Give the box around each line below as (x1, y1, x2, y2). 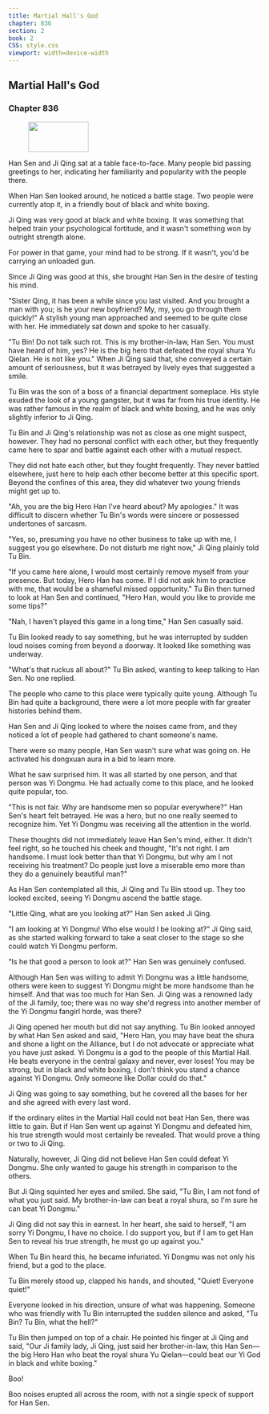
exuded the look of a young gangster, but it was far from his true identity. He (8, 395, 260, 405)
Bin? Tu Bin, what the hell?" (8, 1317, 98, 1326)
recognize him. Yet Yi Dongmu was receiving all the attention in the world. (8, 819, 252, 829)
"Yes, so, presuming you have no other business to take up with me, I (8, 534, 237, 544)
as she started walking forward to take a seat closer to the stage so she (8, 932, 244, 942)
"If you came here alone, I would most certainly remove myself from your (8, 567, 250, 577)
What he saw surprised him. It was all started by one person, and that (8, 769, 238, 779)
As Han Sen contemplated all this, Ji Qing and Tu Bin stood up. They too (8, 884, 246, 894)
